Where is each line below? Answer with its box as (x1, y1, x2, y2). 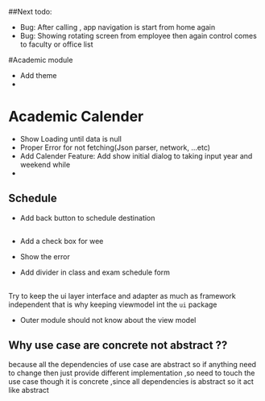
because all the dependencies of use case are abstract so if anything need (8, 360, 256, 370)
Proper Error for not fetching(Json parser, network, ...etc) (19, 143, 211, 152)
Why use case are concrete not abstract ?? (8, 338, 228, 352)
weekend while (19, 159, 71, 169)
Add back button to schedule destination (19, 213, 155, 222)
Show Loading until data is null (19, 134, 122, 143)
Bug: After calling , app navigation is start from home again (19, 23, 216, 31)
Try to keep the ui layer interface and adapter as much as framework (8, 291, 236, 300)
